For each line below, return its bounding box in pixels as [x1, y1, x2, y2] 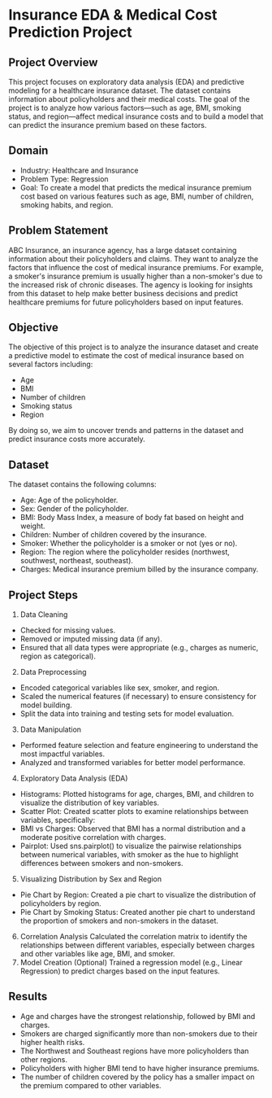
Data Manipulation [19, 724, 82, 734]
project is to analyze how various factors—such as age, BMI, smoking [8, 103, 242, 112]
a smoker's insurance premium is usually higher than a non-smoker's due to [8, 271, 263, 281]
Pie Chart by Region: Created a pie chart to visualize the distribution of [19, 890, 257, 900]
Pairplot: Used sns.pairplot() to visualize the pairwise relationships [19, 841, 242, 851]
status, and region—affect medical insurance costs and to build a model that [8, 112, 264, 121]
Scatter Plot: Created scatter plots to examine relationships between [19, 807, 249, 816]
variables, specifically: [19, 816, 96, 825]
